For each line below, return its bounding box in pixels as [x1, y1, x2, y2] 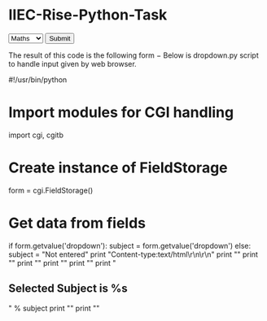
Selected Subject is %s [8, 282, 128, 296]
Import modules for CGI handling [8, 103, 234, 122]
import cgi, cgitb [8, 130, 63, 140]
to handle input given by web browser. [8, 59, 137, 68]
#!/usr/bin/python [8, 75, 68, 85]
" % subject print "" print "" [8, 303, 100, 313]
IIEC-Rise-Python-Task [8, 6, 168, 24]
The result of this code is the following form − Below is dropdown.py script [8, 50, 259, 60]
